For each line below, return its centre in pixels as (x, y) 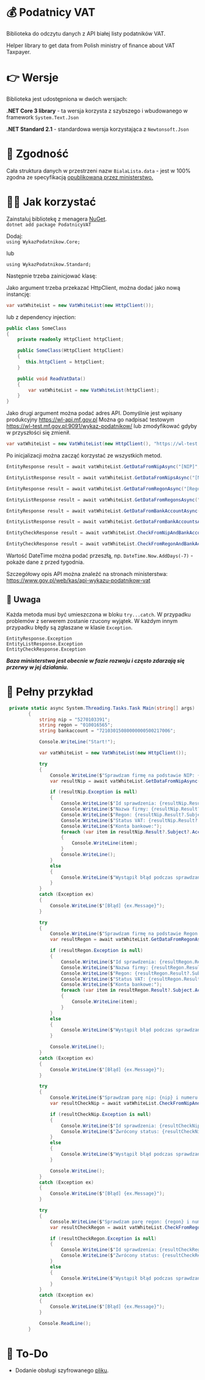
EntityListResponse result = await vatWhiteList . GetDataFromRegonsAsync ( (102, 500)
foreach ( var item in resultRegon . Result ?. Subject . (128, 991)
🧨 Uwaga (23, 600)
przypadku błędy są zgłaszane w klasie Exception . (70, 627)
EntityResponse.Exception (39, 638)
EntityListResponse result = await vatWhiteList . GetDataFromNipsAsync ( (99, 478)
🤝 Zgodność (38, 154)
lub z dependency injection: (41, 317)
